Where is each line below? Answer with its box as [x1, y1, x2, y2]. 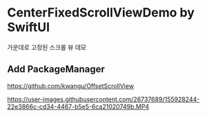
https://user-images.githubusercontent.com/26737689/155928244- [7, 95, 200, 103]
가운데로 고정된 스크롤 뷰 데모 [7, 43, 87, 51]
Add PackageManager [7, 63, 106, 75]
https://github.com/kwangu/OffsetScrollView [7, 81, 135, 90]
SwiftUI [7, 19, 50, 35]
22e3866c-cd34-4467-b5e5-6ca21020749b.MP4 [7, 102, 150, 111]
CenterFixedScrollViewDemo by [7, 5, 195, 21]
